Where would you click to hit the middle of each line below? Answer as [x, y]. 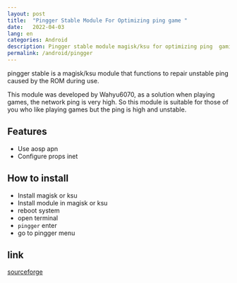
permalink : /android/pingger [50, 54]
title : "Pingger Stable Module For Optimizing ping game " [98, 20]
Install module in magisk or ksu [62, 203]
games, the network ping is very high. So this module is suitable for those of [118, 102]
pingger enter [37, 225]
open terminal [38, 218]
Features [27, 132]
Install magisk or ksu [47, 195]
